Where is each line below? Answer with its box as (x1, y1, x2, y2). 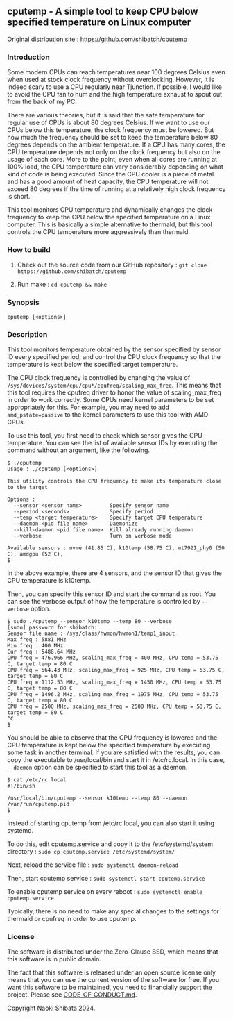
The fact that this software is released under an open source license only (7, 968, 216, 977)
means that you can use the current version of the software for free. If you (7, 976, 220, 984)
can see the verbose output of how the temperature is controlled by (7, 597, 201, 605)
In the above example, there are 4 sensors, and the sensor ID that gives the (7, 569, 222, 577)
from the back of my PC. (7, 97, 78, 106)
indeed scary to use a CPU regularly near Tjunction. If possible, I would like (7, 83, 222, 91)
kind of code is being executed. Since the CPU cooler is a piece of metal (7, 170, 214, 179)
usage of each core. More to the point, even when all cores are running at (7, 156, 217, 164)
